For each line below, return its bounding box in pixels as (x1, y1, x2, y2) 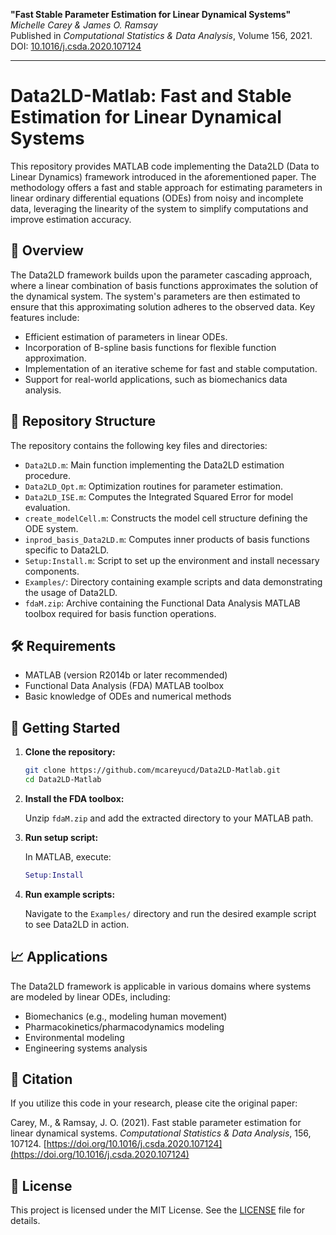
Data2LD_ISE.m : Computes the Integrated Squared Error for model (24, 490, 294, 503)
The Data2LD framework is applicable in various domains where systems (10, 980, 312, 992)
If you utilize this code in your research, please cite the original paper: (10, 1097, 298, 1109)
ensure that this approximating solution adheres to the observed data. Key (10, 300, 316, 313)
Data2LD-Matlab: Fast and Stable (10, 85, 292, 108)
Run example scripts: (24, 888, 116, 900)
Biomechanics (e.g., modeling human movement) (24, 1010, 228, 1022)
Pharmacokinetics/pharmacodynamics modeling (24, 1020, 225, 1033)
